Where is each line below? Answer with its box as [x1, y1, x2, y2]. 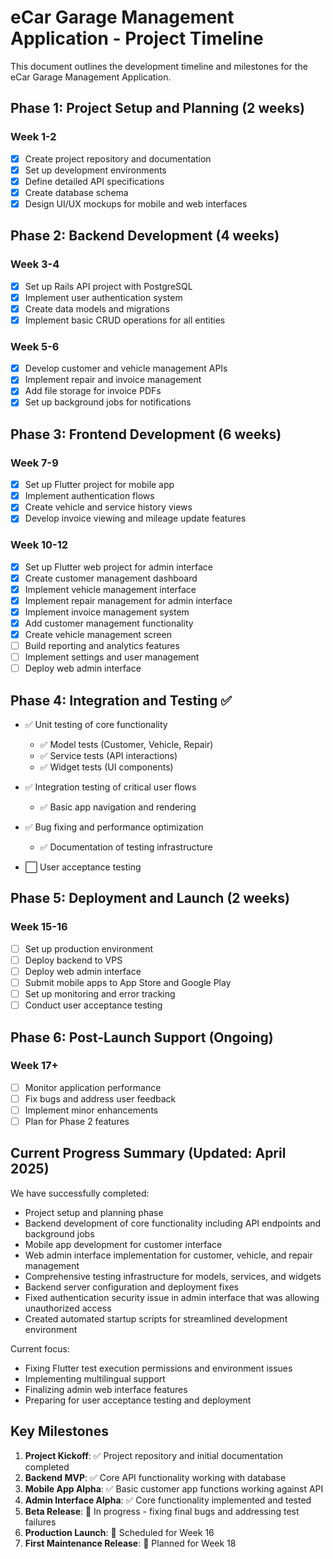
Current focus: [10, 1342, 70, 1355]
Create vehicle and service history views [24, 501, 193, 513]
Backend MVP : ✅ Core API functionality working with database [24, 1471, 287, 1483]
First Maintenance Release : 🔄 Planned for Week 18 [24, 1537, 237, 1549]
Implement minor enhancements [24, 1104, 159, 1116]
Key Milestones [10, 1423, 109, 1440]
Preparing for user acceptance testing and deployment [24, 1394, 252, 1406]
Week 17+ [10, 1059, 59, 1073]
